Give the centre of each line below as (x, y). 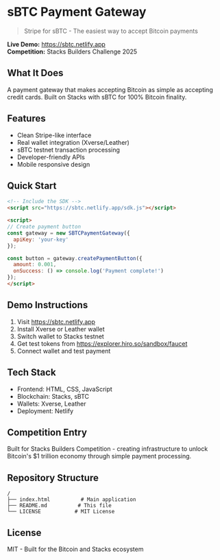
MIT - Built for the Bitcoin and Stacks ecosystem (75, 549)
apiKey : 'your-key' (41, 240)
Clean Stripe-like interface (54, 135)
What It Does (35, 73)
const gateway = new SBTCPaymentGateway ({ (69, 233)
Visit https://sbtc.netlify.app (56, 322)
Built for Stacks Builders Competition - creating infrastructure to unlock (108, 449)
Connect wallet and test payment (64, 351)
